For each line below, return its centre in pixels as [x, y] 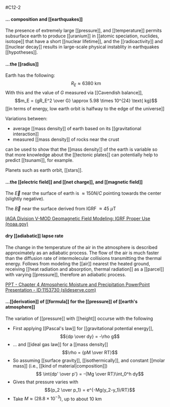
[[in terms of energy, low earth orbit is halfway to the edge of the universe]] [85, 109]
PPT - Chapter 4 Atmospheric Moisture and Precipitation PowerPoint [78, 284]
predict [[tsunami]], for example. [39, 160]
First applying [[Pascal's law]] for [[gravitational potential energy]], [83, 328]
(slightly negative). [25, 199]
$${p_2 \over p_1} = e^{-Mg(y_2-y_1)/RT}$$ [90, 390]
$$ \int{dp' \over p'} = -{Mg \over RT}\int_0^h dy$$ [90, 374]
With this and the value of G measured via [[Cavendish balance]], [74, 93]
